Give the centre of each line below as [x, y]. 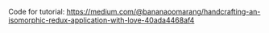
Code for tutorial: [37, 12]
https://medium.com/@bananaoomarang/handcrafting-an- [163, 12]
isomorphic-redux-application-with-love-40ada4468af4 [101, 20]
